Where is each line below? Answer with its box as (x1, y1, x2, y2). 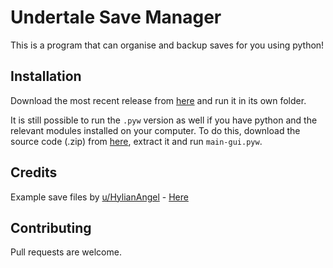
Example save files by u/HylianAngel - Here (10, 191, 189, 203)
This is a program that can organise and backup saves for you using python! (10, 39, 325, 51)
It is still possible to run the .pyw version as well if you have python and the (10, 114, 318, 126)
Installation (10, 68, 82, 85)
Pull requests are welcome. (10, 246, 122, 258)
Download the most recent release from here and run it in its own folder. (10, 94, 307, 106)
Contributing (10, 219, 92, 236)
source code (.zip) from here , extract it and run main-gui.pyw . (10, 135, 263, 147)
